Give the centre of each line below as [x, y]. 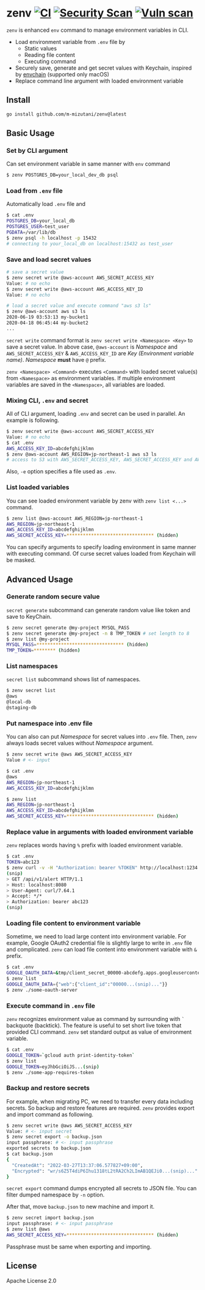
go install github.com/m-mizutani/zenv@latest [67, 114]
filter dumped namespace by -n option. [56, 1195]
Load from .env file [34, 191]
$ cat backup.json [30, 1154]
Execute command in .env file [51, 1006]
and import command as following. [50, 1114]
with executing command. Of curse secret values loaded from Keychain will [101, 554]
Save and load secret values [49, 259]
